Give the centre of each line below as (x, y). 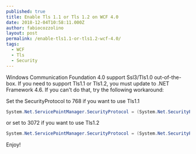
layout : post (22, 33)
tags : (13, 45)
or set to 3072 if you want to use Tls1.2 (53, 123)
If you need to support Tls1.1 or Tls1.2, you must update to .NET (94, 83)
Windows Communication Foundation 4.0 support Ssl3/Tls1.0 (79, 77)
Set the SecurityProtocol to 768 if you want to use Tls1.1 (73, 101)
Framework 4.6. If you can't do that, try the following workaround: (85, 90)
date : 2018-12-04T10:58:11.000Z (45, 22)
